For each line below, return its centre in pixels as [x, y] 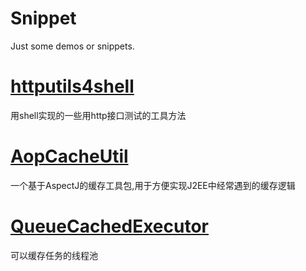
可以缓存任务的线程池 [54, 255]
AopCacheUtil [69, 156]
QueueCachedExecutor [110, 226]
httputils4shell [72, 86]
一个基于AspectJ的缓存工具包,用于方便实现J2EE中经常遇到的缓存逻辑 [153, 185]
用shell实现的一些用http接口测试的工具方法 [98, 115]
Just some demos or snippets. [72, 46]
